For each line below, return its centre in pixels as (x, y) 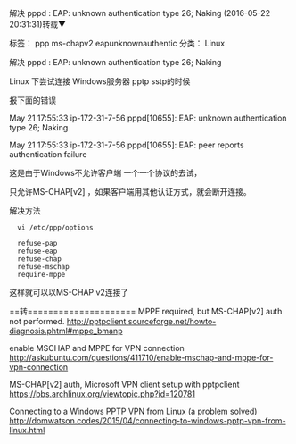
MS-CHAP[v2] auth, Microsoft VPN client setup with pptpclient (124, 384)
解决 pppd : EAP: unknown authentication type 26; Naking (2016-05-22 (140, 13)
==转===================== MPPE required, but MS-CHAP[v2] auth (146, 311)
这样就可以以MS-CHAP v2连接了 (69, 292)
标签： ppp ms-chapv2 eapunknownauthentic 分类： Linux (117, 43)
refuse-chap (40, 259)
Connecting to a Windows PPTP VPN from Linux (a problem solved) (133, 411)
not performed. (37, 321)
